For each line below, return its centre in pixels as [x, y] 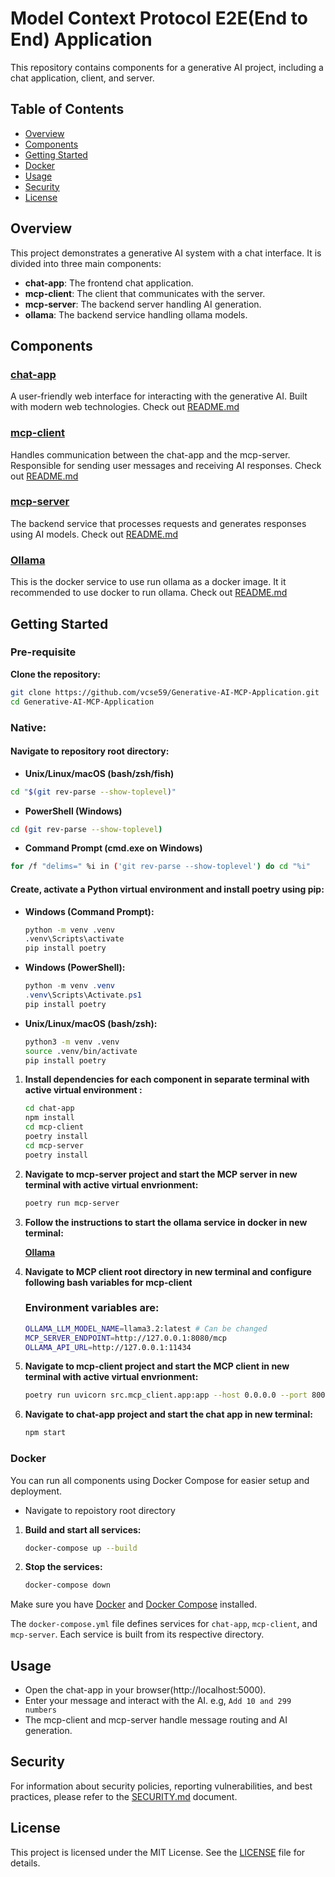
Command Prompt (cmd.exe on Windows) [113, 848]
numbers [40, 1710]
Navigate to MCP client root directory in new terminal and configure [168, 1271]
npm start [45, 1433]
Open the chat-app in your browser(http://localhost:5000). [145, 1690]
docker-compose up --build [81, 1548]
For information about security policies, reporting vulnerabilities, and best [161, 1786]
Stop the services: [63, 1567]
